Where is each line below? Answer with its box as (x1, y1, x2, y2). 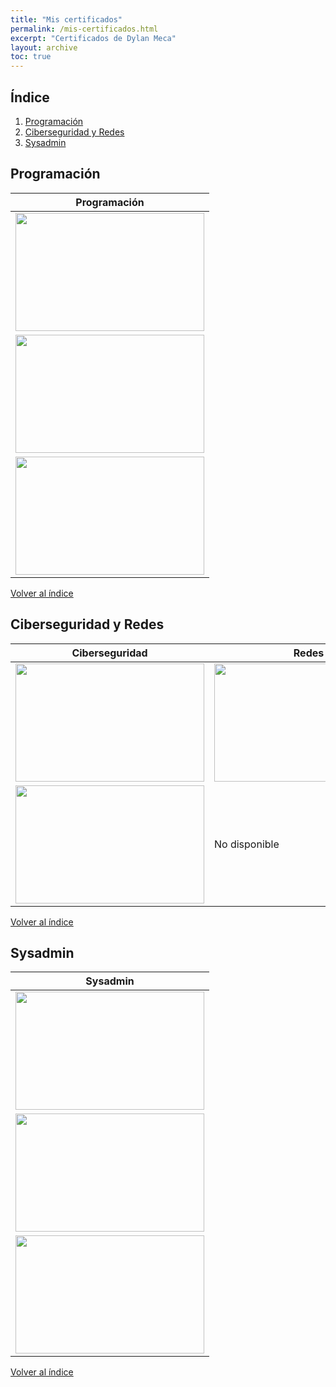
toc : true (10, 52, 52, 62)
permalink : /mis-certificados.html (10, 24, 159, 34)
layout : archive (10, 42, 78, 53)
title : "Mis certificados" (10, 14, 123, 25)
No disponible (214, 837, 280, 851)
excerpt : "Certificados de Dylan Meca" (10, 33, 177, 43)
